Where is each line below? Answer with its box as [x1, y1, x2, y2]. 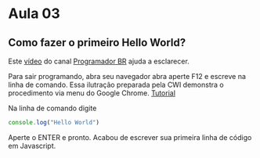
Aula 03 [8, 5, 60, 23]
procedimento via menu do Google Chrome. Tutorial [8, 88, 176, 98]
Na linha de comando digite [8, 103, 97, 113]
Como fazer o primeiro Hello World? [8, 36, 186, 49]
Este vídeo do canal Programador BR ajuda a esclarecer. [8, 56, 190, 66]
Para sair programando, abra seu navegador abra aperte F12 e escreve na [8, 72, 247, 81]
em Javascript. [8, 141, 56, 150]
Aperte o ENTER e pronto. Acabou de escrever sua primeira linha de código [8, 132, 252, 142]
